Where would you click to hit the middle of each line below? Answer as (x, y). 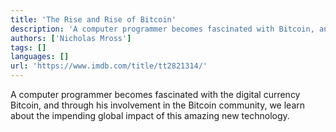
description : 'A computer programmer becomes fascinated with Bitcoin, (162, 29)
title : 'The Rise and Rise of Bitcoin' (93, 19)
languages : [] (40, 57)
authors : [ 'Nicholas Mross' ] (71, 38)
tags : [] (28, 47)
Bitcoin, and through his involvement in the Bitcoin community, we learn (158, 105)
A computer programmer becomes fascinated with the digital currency (155, 94)
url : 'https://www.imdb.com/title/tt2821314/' (109, 66)
